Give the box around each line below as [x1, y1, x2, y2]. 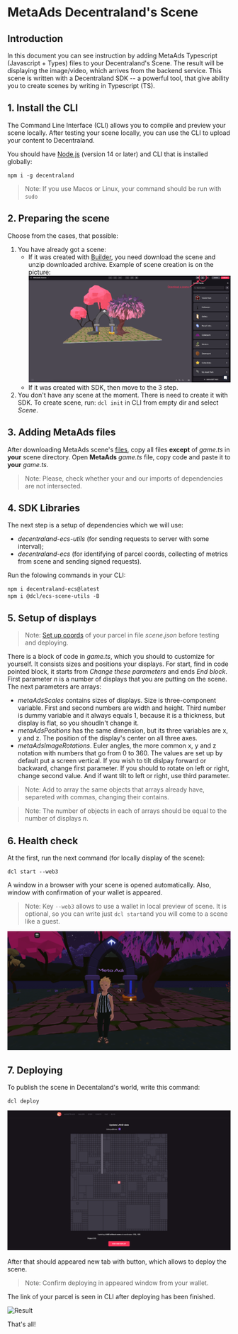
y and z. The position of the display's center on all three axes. [17, 734, 198, 743]
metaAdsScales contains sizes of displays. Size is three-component [17, 696, 217, 705]
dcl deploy [7, 1098, 40, 1105]
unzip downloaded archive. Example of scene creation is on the [28, 260, 214, 268]
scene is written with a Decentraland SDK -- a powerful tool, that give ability [7, 74, 229, 82]
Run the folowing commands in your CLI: [7, 571, 126, 579]
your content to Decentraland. [7, 136, 95, 144]
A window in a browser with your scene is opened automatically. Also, [7, 881, 212, 890]
